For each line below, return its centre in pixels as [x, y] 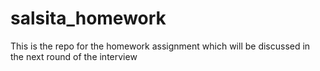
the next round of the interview [74, 56]
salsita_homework [88, 18]
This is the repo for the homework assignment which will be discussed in [160, 46]
